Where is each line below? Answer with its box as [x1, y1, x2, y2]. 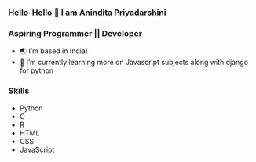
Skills [8, 85, 30, 96]
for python [19, 66, 54, 75]
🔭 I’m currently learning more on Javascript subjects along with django [19, 58, 249, 67]
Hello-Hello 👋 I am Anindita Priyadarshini [8, 7, 166, 18]
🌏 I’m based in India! [19, 46, 88, 56]
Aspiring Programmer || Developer [8, 27, 143, 38]
